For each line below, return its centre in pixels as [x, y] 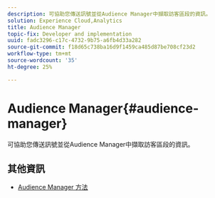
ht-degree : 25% [30, 67]
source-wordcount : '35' [43, 61]
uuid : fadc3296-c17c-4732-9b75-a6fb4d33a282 [74, 41]
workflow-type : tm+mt [40, 54]
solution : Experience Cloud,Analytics [65, 21]
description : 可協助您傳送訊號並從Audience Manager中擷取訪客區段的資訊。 [109, 14]
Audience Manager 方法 [53, 187]
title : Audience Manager [44, 27]
